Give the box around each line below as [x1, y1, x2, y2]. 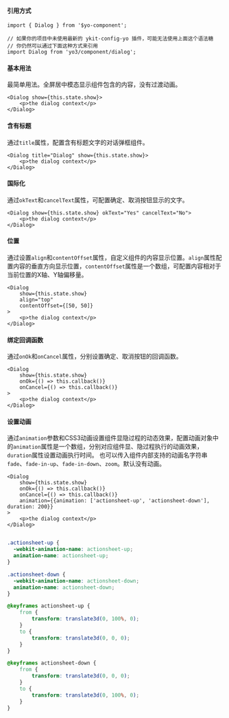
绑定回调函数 [7, 335, 43, 344]
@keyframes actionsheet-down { [7, 660, 97, 666]
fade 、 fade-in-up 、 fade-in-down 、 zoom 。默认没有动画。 [7, 460, 166, 468]
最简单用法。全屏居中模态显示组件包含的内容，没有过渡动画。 [7, 80, 182, 89]
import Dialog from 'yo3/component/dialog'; [7, 49, 136, 56]
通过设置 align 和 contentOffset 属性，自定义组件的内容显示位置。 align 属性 [7, 254, 216, 262]
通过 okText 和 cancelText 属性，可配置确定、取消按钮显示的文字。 [7, 196, 189, 204]
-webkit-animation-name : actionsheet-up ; [13, 546, 134, 553]
